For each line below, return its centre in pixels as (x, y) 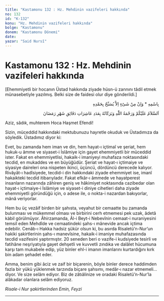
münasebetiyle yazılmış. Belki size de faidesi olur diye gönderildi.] (71, 94)
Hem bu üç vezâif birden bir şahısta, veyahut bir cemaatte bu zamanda (76, 208)
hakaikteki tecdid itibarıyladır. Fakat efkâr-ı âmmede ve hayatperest (72, 178)
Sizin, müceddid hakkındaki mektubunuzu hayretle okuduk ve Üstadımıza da (82, 132)
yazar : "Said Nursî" (26, 41)
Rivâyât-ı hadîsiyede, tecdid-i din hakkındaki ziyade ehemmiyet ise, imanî (79, 172)
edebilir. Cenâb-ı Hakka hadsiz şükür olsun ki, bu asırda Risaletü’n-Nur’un (79, 228)
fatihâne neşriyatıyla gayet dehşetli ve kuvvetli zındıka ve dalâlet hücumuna (81, 244)
